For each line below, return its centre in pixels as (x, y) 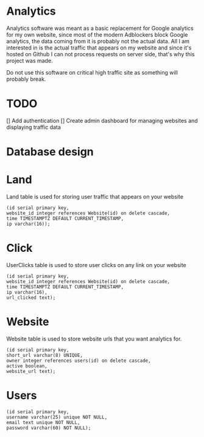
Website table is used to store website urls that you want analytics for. (94, 339)
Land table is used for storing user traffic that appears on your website (95, 196)
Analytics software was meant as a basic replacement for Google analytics (100, 28)
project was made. (30, 61)
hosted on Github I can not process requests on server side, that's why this (100, 54)
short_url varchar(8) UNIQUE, (45, 355)
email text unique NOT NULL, (43, 422)
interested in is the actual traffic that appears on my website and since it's (99, 48)
